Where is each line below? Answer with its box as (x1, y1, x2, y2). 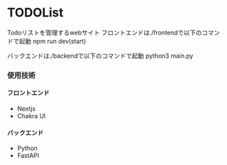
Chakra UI (17, 112, 46, 120)
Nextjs (17, 104, 36, 113)
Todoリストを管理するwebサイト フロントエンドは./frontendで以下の (7, 28, 202, 36)
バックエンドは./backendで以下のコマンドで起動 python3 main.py (7, 52, 194, 60)
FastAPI (17, 151, 39, 159)
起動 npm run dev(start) (19, 36, 87, 45)
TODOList (7, 5, 64, 21)
